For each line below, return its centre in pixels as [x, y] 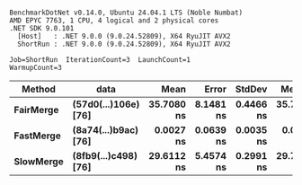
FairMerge [36, 110]
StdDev [251, 89]
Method [39, 89]
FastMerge [37, 136]
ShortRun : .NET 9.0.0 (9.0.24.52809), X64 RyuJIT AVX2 [124, 44]
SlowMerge [39, 161]
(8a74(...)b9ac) [106, 130]
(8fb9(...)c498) [105, 156]
